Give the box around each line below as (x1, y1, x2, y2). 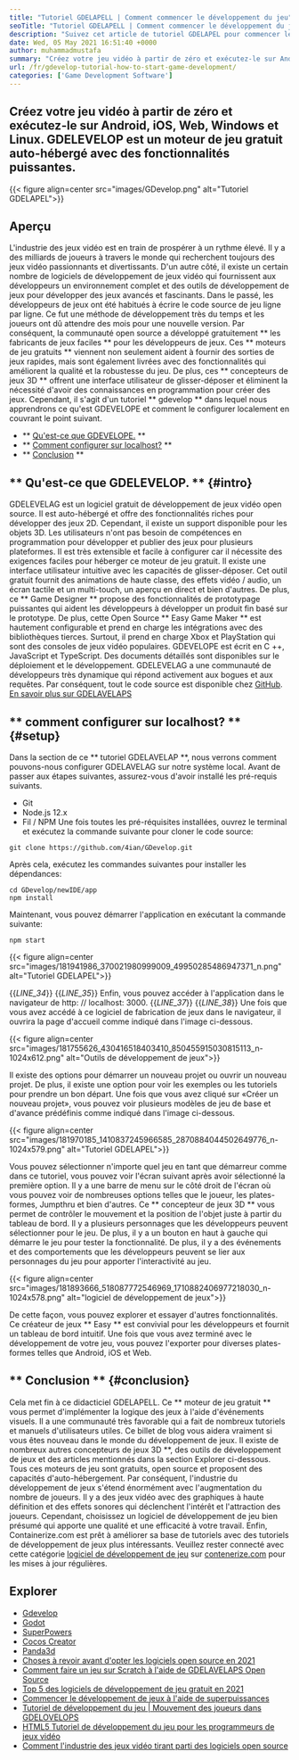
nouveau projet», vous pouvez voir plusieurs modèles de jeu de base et (9, 1098, 271, 1109)
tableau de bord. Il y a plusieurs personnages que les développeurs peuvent (9, 1219, 288, 1228)
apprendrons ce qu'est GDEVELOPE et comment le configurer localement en (9, 403, 290, 415)
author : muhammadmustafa (9, 46, 101, 55)
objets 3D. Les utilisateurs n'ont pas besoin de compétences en (9, 527, 242, 538)
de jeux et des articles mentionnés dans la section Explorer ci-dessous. (9, 1453, 271, 1464)
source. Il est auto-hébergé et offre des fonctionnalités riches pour (9, 508, 254, 519)
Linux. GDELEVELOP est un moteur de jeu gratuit (9, 132, 283, 147)
